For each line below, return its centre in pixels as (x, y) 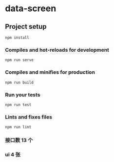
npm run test (18, 105)
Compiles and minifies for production (50, 72)
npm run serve (19, 60)
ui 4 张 (13, 155)
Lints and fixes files (29, 117)
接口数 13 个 (19, 141)
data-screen (31, 9)
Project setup (26, 27)
